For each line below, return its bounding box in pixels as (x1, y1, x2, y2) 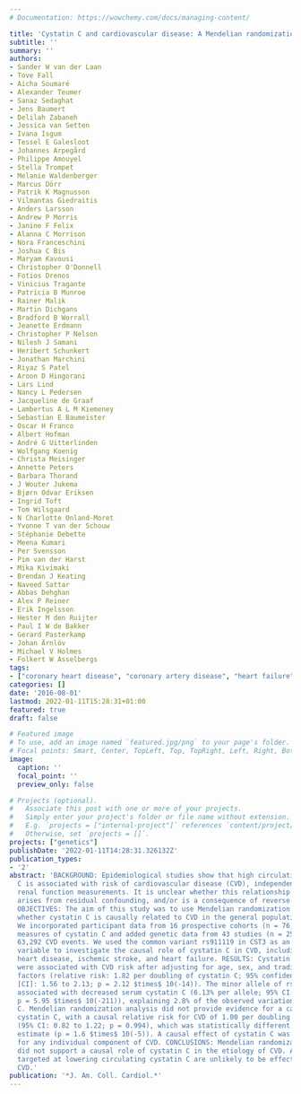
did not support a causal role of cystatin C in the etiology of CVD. (17, 1046, 287, 1055)
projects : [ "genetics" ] (9, 837, 99, 846)
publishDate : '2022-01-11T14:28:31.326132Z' (9, 845, 178, 855)
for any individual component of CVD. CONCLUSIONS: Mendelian (17, 1037, 254, 1046)
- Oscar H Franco (9, 421, 74, 431)
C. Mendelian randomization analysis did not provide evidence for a (17, 1004, 282, 1014)
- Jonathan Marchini (9, 354, 87, 363)
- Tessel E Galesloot (9, 138, 90, 147)
